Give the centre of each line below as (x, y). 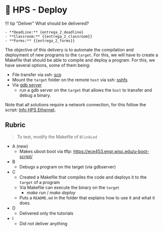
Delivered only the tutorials (46, 213)
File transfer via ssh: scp (37, 74)
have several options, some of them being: (48, 65)
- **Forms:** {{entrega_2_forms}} (40, 41)
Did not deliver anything (43, 223)
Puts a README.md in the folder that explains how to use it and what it (87, 198)
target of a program (39, 182)
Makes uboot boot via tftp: (46, 151)
